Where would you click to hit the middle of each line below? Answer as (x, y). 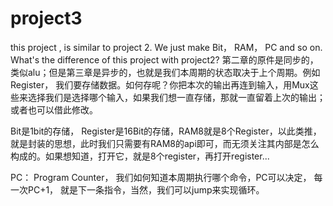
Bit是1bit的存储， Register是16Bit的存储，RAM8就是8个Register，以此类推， (166, 131)
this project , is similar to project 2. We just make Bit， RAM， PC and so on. (166, 47)
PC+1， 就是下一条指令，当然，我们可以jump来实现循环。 (146, 189)
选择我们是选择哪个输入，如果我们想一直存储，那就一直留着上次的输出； (176, 97)
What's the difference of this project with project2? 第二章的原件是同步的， (164, 59)
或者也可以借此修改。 (54, 109)
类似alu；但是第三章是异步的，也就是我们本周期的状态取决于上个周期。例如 (165, 72)
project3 (46, 18)
